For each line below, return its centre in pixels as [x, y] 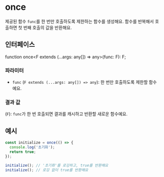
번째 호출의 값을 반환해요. [48, 27]
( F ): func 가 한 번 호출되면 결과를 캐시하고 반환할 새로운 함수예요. [66, 114]
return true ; [23, 152]
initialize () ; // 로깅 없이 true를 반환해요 [47, 170]
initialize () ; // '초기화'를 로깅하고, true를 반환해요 [57, 165]
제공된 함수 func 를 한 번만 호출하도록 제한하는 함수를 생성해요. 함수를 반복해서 [80, 21]
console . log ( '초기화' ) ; [32, 147]
